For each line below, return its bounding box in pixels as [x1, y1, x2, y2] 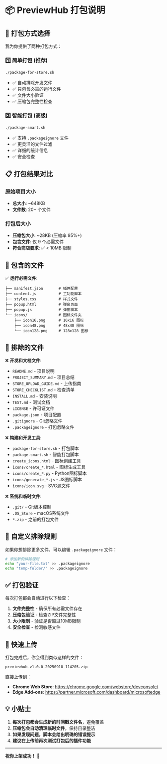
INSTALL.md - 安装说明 [12, 392, 57, 399]
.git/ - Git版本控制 [12, 504, 52, 510]
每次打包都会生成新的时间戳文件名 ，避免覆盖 [12, 719, 104, 725]
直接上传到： [5, 674, 31, 680]
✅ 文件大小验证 [12, 92, 44, 98]
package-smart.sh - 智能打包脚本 [12, 451, 79, 457]
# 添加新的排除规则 [5, 557, 40, 562]
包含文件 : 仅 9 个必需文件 [12, 239, 64, 245]
